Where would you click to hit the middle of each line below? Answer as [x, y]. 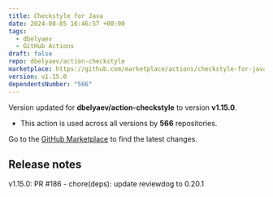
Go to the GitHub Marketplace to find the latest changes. [103, 138]
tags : [17, 31]
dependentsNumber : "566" [50, 84]
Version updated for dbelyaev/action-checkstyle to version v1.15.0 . [123, 107]
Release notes [45, 164]
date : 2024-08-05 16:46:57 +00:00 [67, 24]
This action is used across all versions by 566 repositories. [119, 123]
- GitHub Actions [45, 46]
